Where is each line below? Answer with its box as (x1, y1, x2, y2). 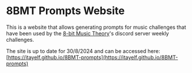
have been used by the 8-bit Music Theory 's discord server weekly (6, 29, 169, 36)
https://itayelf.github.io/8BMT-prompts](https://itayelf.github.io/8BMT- (8, 54, 178, 61)
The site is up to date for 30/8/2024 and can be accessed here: (6, 47, 160, 54)
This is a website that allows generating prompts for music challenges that (6, 24, 187, 31)
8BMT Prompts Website (6, 4, 125, 18)
